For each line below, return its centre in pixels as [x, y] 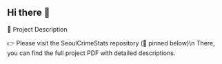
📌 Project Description [37, 29]
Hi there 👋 [29, 13]
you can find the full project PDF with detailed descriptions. [91, 53]
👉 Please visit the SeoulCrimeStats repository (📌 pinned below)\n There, [111, 43]
